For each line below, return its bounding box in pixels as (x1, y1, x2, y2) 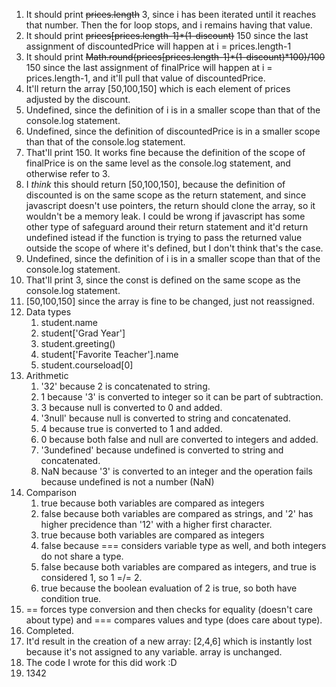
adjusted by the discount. (25, 94, 131, 105)
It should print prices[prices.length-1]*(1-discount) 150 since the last (25, 30, 309, 41)
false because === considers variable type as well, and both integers (40, 540, 327, 551)
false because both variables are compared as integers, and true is (40, 561, 317, 573)
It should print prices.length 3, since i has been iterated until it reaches (25, 9, 317, 20)
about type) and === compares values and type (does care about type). (25, 614, 323, 626)
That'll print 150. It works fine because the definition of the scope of (25, 147, 306, 158)
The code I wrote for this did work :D (25, 657, 178, 668)
